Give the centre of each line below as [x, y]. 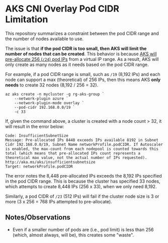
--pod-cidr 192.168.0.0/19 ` [45, 107]
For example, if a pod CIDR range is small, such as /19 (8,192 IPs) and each [83, 74]
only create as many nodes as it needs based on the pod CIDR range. [77, 64]
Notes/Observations [38, 218]
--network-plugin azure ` [41, 99]
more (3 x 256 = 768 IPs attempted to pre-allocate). [59, 201]
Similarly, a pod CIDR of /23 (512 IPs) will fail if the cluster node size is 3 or [82, 196]
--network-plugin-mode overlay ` [49, 103]
